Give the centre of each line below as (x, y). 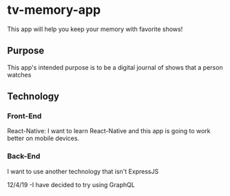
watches (19, 75)
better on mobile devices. (43, 138)
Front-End (24, 116)
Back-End (24, 156)
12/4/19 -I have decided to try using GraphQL (71, 184)
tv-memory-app (54, 10)
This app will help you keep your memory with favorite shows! (95, 29)
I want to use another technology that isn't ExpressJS (83, 171)
